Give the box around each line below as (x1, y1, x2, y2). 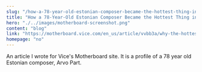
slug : (6, 8, 20, 15)
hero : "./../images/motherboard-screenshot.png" (6, 20, 130, 26)
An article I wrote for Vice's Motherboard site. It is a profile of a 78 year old (6, 53, 192, 60)
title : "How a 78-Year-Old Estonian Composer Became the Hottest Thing (6, 14, 189, 20)
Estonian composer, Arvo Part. (6, 59, 82, 66)
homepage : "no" (6, 36, 44, 42)
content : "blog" (6, 25, 47, 32)
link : (6, 31, 20, 37)
